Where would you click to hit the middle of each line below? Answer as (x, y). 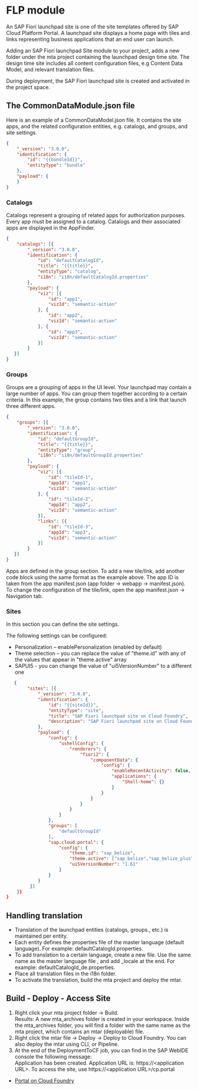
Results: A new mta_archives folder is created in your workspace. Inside (102, 1019)
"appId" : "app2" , (70, 505)
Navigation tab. (24, 596)
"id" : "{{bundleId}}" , (55, 160)
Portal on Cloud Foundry (44, 1081)
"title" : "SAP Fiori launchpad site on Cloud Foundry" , (118, 716)
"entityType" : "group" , (67, 450)
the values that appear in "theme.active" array (70, 660)
